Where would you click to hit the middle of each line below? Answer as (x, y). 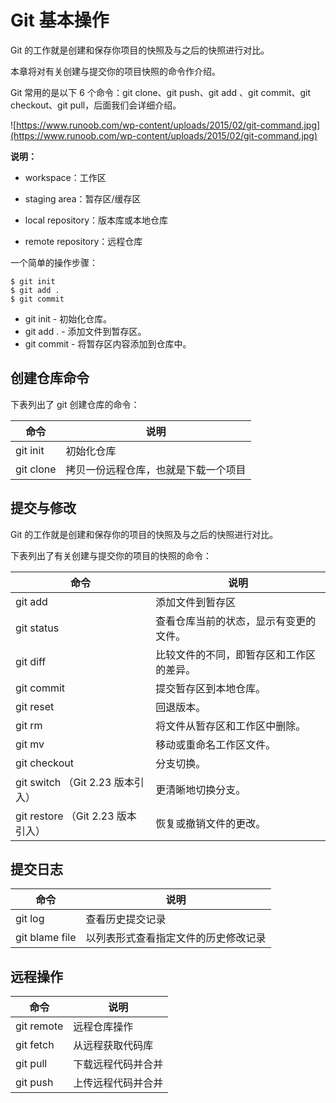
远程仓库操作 (103, 1027)
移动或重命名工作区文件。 (216, 744)
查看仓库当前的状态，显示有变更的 (236, 621)
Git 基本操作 (60, 20)
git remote (39, 1026)
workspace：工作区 (65, 177)
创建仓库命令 (50, 378)
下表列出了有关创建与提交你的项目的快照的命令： (111, 555)
